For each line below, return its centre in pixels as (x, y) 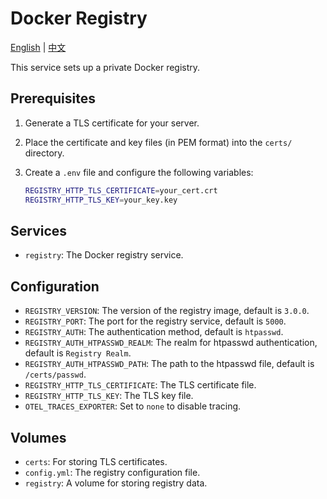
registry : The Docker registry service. (104, 255)
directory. (44, 153)
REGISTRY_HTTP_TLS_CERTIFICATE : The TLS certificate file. (140, 385)
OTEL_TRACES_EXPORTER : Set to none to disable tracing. (133, 406)
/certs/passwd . (55, 374)
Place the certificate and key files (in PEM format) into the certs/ (158, 142)
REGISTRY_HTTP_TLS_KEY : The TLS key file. (109, 396)
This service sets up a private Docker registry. (105, 67)
